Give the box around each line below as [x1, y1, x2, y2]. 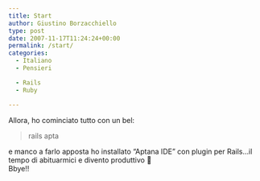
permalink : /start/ [8, 42, 74, 50]
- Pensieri [15, 64, 52, 72]
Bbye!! [8, 163, 30, 173]
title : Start [8, 11, 52, 20]
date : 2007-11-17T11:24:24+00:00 [8, 34, 121, 43]
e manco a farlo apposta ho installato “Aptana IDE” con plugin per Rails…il [8, 146, 253, 156]
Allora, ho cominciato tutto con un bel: [8, 115, 135, 125]
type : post [8, 27, 45, 35]
